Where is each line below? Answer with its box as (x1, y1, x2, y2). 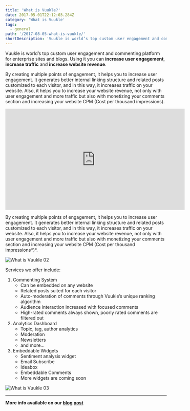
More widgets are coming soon (20, 375, 87, 381)
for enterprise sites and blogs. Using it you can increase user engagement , (5, 55, 165, 62)
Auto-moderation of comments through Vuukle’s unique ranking (20, 293, 155, 299)
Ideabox (20, 364, 38, 370)
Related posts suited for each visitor (20, 287, 97, 293)
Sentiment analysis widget (20, 353, 76, 359)
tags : (5, 22, 17, 27)
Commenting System (12, 276, 57, 283)
